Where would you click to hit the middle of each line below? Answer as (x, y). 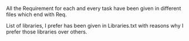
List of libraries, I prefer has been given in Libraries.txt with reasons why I (95, 26)
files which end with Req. (36, 14)
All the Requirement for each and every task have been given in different (94, 8)
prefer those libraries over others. (47, 32)
